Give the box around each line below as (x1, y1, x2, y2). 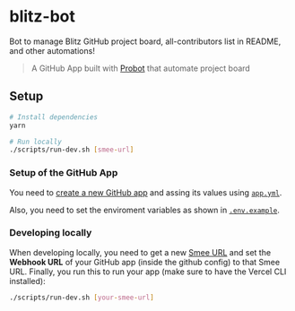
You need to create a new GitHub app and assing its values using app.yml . (9, 186, 282, 198)
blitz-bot (9, 6, 76, 27)
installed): (9, 275, 47, 286)
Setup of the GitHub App (9, 167, 118, 179)
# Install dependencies (9, 112, 99, 122)
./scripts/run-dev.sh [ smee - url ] (9, 145, 134, 154)
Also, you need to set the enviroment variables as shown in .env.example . (9, 204, 281, 215)
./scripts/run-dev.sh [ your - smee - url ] (9, 293, 154, 302)
